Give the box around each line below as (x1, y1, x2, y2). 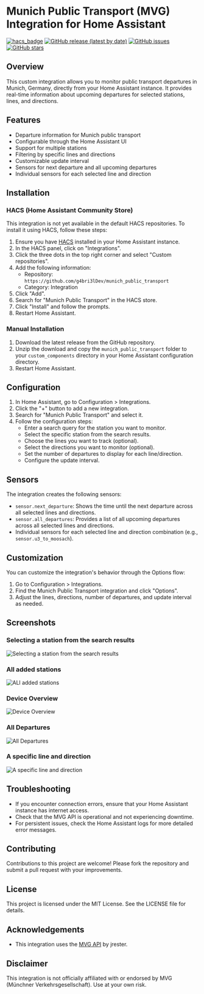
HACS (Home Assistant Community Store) (6, 206, 133, 214)
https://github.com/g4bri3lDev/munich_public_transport (24, 278, 169, 284)
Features (6, 115, 41, 126)
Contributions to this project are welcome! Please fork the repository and (6, 860, 189, 867)
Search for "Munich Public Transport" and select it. (15, 411, 144, 419)
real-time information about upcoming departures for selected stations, (6, 90, 185, 98)
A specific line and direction (6, 752, 91, 761)
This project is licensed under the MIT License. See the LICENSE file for (6, 900, 186, 907)
